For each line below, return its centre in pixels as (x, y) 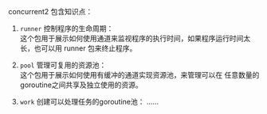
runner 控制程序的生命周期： (67, 28)
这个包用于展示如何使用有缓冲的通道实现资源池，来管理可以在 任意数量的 (139, 75)
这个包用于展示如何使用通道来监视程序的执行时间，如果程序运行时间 (132, 38)
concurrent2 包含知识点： (51, 11)
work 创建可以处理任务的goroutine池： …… (89, 102)
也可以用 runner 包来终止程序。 (85, 48)
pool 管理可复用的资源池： (63, 65)
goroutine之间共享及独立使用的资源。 (81, 85)
